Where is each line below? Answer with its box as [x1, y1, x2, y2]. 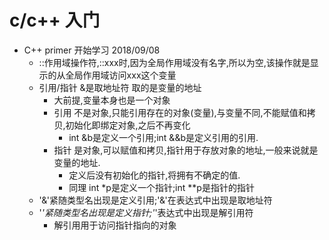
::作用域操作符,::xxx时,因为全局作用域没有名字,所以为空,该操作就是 [38, 56, 311, 68]
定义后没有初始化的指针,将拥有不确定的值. [68, 169, 241, 181]
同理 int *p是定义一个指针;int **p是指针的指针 [68, 181, 255, 193]
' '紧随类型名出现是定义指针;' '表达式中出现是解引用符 [38, 206, 254, 218]
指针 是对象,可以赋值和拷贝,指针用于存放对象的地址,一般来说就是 [53, 144, 319, 156]
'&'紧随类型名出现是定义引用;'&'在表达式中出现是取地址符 [38, 194, 273, 206]
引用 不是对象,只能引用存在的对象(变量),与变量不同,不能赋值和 [53, 106, 307, 118]
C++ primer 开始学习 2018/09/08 [23, 44, 161, 56]
